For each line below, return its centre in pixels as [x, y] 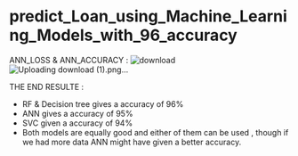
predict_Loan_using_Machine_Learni [148, 16]
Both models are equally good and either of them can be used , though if [155, 132]
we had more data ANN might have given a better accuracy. [132, 142]
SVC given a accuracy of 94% [77, 123]
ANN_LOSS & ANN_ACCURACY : [69, 60]
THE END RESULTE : [47, 86]
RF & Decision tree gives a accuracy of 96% [103, 103]
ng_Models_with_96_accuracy [123, 35]
